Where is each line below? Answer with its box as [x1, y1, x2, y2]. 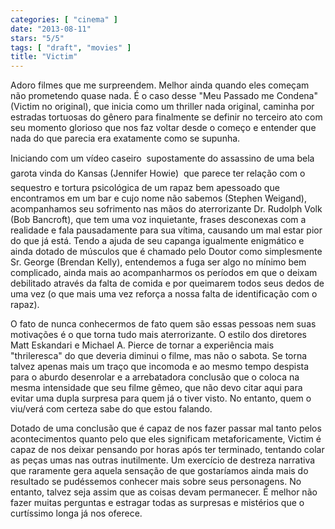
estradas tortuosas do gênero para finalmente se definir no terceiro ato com [10, 111, 323, 123]
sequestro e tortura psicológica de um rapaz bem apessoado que [10, 182, 280, 194]
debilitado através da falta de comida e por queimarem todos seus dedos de [10, 277, 325, 290]
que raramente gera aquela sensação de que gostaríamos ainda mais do [10, 465, 309, 477]
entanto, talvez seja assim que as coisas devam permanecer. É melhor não [10, 486, 318, 498]
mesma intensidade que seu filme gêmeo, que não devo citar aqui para [10, 382, 303, 394]
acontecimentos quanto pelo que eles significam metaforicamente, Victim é [10, 433, 322, 445]
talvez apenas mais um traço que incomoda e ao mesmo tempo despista [10, 361, 310, 373]
